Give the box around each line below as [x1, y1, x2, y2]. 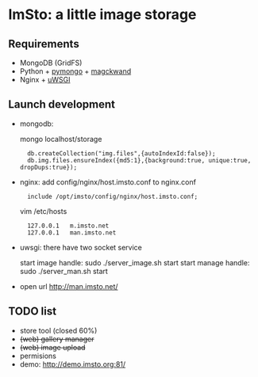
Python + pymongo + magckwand [19, 67, 132, 76]
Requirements [8, 37, 79, 51]
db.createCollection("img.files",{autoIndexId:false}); [27, 149, 216, 158]
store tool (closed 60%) [19, 326, 98, 335]
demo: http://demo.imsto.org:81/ [19, 359, 126, 369]
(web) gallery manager [19, 334, 94, 344]
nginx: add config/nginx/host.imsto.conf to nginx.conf [19, 177, 197, 187]
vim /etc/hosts [19, 206, 67, 215]
